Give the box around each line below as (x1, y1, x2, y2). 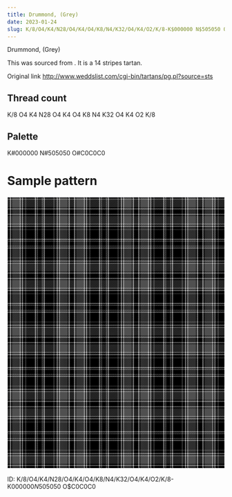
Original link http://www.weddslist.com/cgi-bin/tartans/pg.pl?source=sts (7, 72, 213, 81)
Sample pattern (7, 173, 98, 189)
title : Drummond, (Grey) (7, 11, 79, 18)
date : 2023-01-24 (7, 18, 57, 26)
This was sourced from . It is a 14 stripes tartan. (7, 59, 143, 67)
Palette (7, 130, 39, 142)
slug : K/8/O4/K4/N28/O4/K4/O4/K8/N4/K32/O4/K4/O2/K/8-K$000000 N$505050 (7, 26, 221, 32)
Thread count (7, 92, 67, 104)
